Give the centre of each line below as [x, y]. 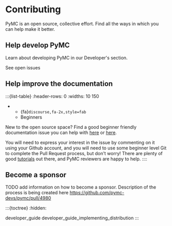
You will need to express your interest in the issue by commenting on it [80, 142]
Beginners [31, 117]
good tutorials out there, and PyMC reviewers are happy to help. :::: [76, 159]
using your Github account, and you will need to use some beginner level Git [86, 148]
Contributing [33, 10]
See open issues [23, 67]
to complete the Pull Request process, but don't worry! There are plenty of [84, 153]
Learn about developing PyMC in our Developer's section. [66, 58]
